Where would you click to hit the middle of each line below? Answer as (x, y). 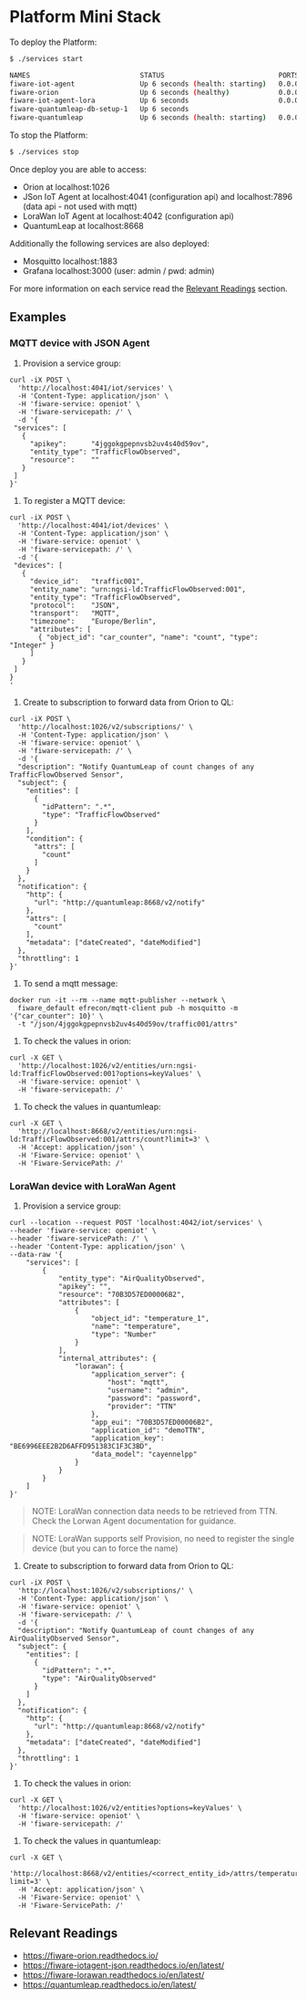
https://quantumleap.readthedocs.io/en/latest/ (110, 1984)
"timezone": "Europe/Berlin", (93, 621)
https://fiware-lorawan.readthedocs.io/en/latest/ (113, 1974)
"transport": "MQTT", (75, 613)
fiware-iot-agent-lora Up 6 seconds (99, 101)
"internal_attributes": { (107, 1358)
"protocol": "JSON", (75, 605)
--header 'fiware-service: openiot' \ (83, 1230)
